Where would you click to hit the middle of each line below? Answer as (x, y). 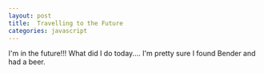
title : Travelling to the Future (66, 23)
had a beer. (27, 62)
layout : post (30, 16)
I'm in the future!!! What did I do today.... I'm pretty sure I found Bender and (132, 54)
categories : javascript (48, 30)
